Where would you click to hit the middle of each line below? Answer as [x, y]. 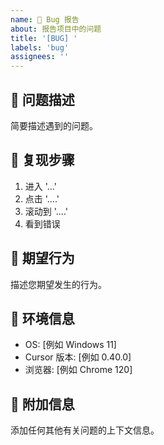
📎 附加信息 [42, 404]
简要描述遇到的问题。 [54, 125]
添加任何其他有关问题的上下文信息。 [85, 430]
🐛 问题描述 [42, 99]
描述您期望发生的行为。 [58, 284]
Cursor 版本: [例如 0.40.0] [78, 357]
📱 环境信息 [42, 318]
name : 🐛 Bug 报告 [45, 19]
